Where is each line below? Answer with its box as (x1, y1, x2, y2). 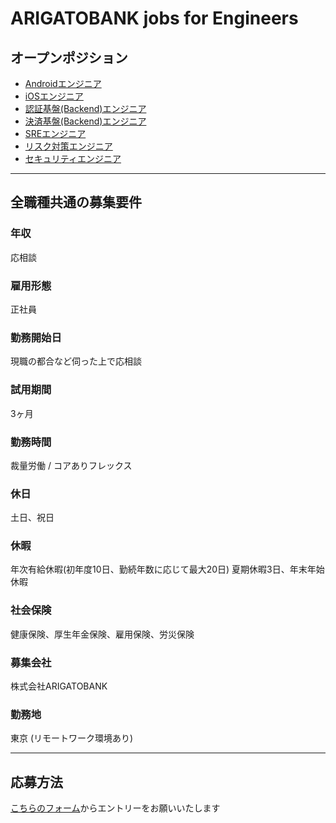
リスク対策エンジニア (24, 140, 113, 152)
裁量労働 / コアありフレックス (10, 459, 133, 471)
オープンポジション (10, 49, 128, 66)
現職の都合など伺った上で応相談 (10, 355, 142, 367)
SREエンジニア (24, 128, 87, 139)
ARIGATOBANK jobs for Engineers (10, 7, 299, 30)
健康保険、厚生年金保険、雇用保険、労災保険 (10, 628, 195, 640)
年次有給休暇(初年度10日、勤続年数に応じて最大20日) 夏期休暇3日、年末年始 (10, 563, 325, 576)
